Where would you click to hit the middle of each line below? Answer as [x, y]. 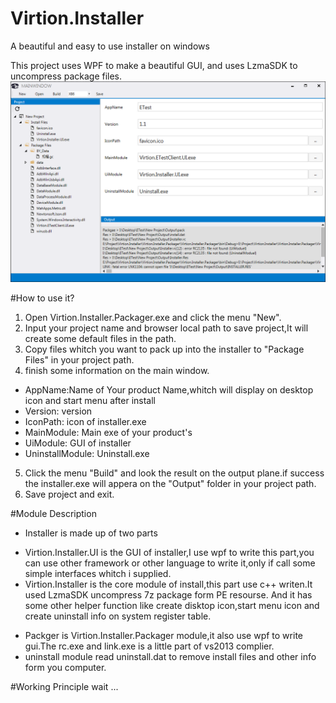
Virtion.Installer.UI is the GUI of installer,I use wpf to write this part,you [169, 552]
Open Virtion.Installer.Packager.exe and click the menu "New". [153, 317]
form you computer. [65, 667]
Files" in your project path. [79, 359]
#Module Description [53, 513]
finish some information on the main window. [117, 370]
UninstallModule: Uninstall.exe [87, 453]
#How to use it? [42, 298]
